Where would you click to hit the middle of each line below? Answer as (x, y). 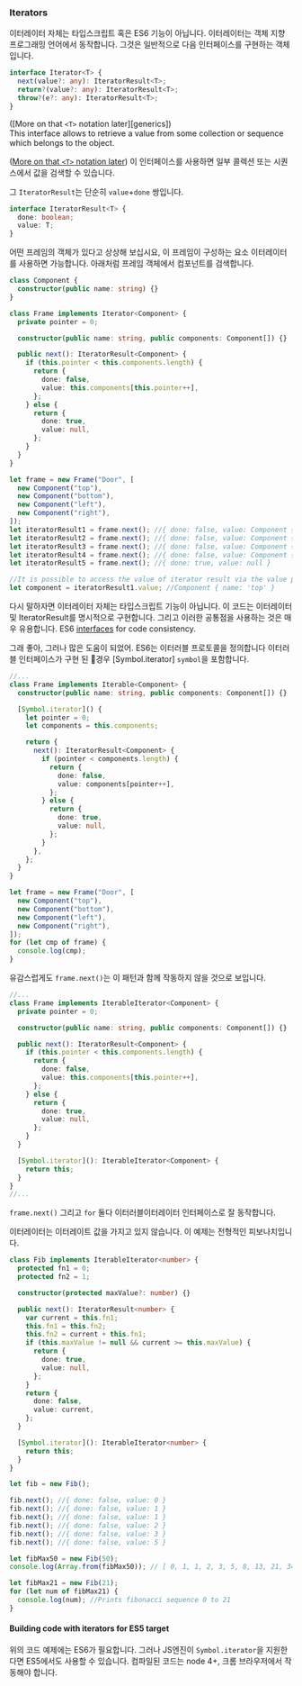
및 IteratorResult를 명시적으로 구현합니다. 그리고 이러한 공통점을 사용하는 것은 (146, 618)
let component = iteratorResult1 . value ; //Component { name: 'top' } (142, 588)
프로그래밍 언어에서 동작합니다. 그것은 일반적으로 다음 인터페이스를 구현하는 (142, 45)
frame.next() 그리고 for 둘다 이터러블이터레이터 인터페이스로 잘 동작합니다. (142, 1212)
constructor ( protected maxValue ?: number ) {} (104, 1293)
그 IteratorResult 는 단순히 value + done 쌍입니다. (97, 192)
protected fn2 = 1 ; (54, 1277)
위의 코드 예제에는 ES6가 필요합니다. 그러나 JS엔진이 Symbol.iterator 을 (137, 1650)
